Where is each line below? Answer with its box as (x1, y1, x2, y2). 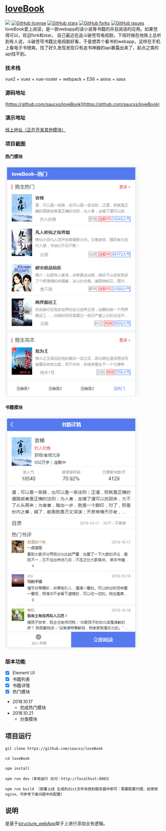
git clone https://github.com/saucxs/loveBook (5, 746, 103, 751)
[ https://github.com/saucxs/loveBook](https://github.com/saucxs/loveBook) (5, 101, 160, 107)
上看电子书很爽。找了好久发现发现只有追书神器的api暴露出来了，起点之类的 (5, 44, 159, 50)
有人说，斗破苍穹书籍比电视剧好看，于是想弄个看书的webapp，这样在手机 (9, 38, 161, 44)
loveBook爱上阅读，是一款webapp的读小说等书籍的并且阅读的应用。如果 (5, 26, 154, 32)
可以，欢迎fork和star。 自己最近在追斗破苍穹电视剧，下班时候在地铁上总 (9, 32, 157, 38)
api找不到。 (5, 51, 29, 57)
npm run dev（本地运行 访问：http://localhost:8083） (5, 776, 112, 781)
